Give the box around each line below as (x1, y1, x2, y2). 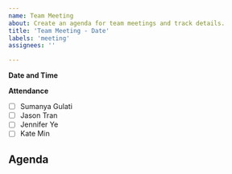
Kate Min (19, 129, 50, 139)
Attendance (8, 86, 49, 96)
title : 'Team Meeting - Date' (8, 26, 110, 34)
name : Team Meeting (8, 11, 74, 20)
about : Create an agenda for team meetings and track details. (8, 19, 226, 27)
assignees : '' (8, 42, 56, 50)
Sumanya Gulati (19, 102, 72, 111)
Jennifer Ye (19, 119, 59, 129)
